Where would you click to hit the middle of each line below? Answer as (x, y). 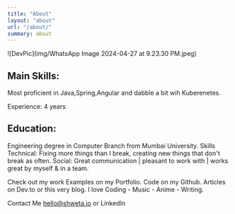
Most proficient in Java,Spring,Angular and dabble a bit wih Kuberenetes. (114, 93)
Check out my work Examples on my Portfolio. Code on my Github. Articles (116, 182)
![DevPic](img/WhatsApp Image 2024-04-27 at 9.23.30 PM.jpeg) (102, 54)
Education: (32, 129)
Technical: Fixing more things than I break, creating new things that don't (114, 153)
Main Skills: (34, 76)
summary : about (30, 34)
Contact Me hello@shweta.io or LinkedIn (67, 203)
